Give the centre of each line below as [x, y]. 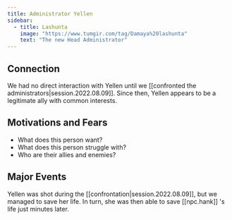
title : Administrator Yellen [50, 14]
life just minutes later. [38, 209]
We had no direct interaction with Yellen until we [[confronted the [102, 85]
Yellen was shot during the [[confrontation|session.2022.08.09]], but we [112, 194]
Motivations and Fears [57, 123]
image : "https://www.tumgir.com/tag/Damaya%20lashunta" [104, 33]
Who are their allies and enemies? [67, 154]
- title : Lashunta [41, 27]
